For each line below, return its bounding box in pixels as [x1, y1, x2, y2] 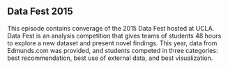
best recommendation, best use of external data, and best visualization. [7, 54, 213, 62]
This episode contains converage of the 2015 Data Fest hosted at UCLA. [7, 24, 215, 32]
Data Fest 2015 [7, 6, 73, 17]
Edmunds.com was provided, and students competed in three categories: [7, 46, 218, 54]
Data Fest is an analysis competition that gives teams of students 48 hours [7, 31, 222, 40]
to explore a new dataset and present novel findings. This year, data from [7, 38, 218, 47]
